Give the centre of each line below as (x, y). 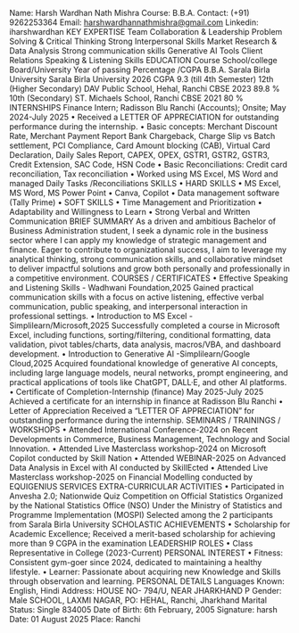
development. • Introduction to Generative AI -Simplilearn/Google (130, 354)
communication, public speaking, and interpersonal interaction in (129, 306)
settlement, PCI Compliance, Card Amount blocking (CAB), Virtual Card (140, 145)
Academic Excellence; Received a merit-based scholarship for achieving (142, 534)
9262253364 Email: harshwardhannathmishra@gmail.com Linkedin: (134, 22)
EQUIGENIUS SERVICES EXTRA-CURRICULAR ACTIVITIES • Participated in (147, 486)
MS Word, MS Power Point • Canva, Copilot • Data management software (144, 193)
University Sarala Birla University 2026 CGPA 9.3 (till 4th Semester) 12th (141, 79)
